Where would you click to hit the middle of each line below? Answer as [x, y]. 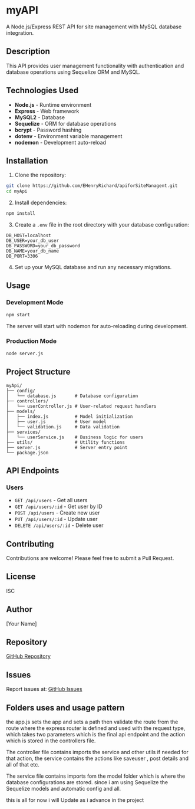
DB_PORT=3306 [22, 256]
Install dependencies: [41, 203]
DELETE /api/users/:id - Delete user [59, 525]
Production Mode [32, 341]
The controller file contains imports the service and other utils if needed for [97, 752]
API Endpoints [33, 471]
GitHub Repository [29, 656]
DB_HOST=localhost [29, 235]
